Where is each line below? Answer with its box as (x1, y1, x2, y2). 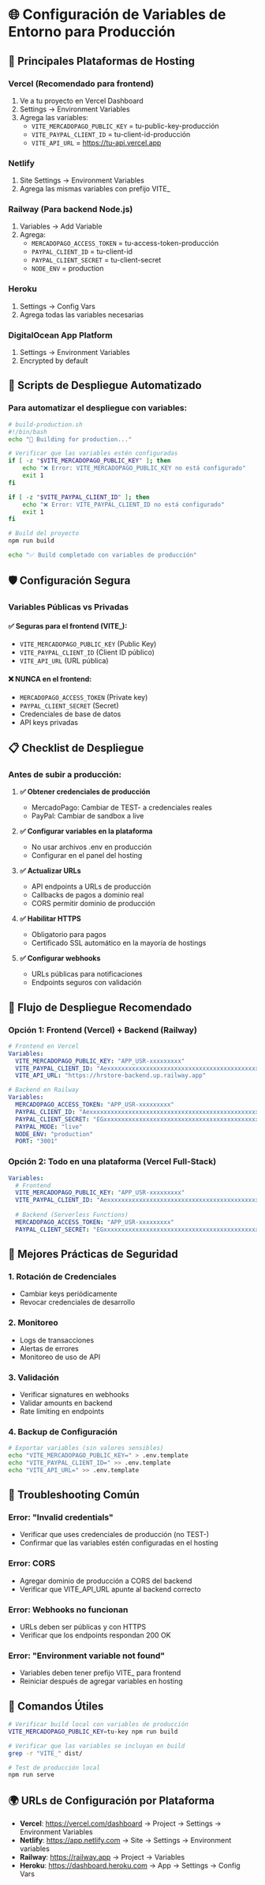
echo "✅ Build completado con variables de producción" (8, 551, 197, 559)
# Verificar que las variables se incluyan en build (8, 1742, 185, 1750)
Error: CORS (8, 1558, 56, 1569)
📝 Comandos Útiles (8, 1699, 104, 1713)
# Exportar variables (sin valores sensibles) (8, 1445, 164, 1452)
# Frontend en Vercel (8, 1042, 80, 1050)
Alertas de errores (19, 1343, 79, 1353)
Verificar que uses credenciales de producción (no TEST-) (19, 1530, 210, 1539)
